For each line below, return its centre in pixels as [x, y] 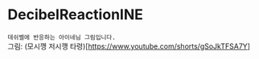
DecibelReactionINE [76, 15]
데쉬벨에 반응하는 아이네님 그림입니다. [62, 37]
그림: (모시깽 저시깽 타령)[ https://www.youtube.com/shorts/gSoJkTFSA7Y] [129, 46]
